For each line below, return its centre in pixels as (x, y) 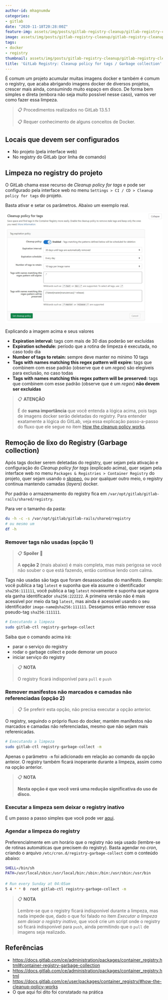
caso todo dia (26, 352)
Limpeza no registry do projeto (54, 173)
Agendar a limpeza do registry (43, 831)
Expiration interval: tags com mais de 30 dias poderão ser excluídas (83, 341)
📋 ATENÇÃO (31, 399)
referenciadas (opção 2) (35, 698)
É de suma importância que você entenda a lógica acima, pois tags (87, 411)
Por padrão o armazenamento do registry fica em (56, 494)
